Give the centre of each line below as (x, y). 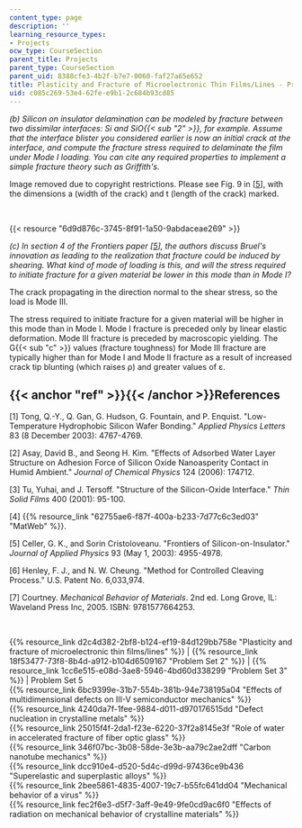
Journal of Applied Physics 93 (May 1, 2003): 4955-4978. (116, 553)
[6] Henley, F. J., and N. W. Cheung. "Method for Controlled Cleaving (137, 571)
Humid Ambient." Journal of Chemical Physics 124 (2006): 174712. (132, 472)
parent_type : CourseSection (62, 68)
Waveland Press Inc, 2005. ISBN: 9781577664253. (102, 607)
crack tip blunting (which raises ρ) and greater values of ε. (118, 366)
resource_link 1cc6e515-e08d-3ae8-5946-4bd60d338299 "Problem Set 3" (148, 670)
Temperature (33, 426)
